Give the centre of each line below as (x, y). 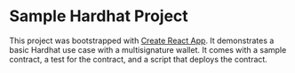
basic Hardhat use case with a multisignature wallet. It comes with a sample (148, 49)
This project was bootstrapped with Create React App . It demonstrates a (142, 40)
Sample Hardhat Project (99, 16)
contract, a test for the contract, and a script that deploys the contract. (139, 59)
